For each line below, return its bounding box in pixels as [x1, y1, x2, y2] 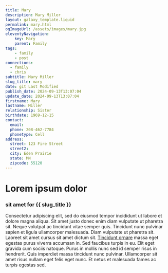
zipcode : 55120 [10, 160, 43, 166]
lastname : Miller [5, 103, 43, 108]
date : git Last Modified [5, 84, 59, 89]
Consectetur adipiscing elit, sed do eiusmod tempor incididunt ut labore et [5, 213, 162, 219]
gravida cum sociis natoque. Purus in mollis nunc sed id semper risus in [5, 245, 157, 252]
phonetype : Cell [10, 132, 45, 137]
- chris [10, 70, 27, 75]
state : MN [10, 156, 31, 161]
